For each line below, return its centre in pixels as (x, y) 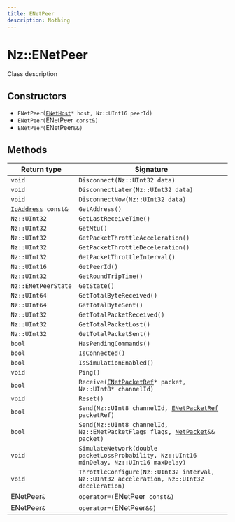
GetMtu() (93, 229)
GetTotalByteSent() (111, 305)
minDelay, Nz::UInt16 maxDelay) (133, 463)
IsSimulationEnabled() (116, 363)
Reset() (91, 399)
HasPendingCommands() (114, 344)
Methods (27, 150)
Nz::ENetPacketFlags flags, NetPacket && (147, 432)
